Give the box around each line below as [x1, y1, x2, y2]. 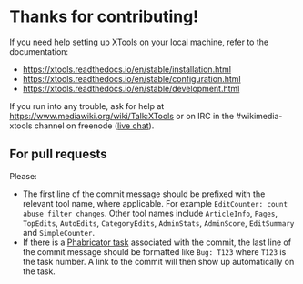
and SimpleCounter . [22, 227, 96, 238]
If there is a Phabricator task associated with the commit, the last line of [22, 237, 292, 248]
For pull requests [9, 147, 107, 162]
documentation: [9, 46, 69, 56]
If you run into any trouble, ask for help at [9, 100, 165, 111]
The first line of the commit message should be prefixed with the [22, 188, 266, 199]
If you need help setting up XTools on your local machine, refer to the [9, 36, 269, 47]
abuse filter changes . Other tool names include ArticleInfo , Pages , [22, 208, 278, 218]
